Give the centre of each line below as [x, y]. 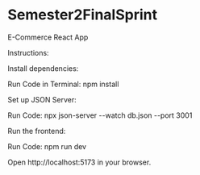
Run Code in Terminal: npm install [63, 84]
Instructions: [28, 52]
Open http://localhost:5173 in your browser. [79, 162]
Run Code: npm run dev [47, 146]
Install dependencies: [43, 68]
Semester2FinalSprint [83, 15]
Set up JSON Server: [42, 99]
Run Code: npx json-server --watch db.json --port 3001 [100, 115]
